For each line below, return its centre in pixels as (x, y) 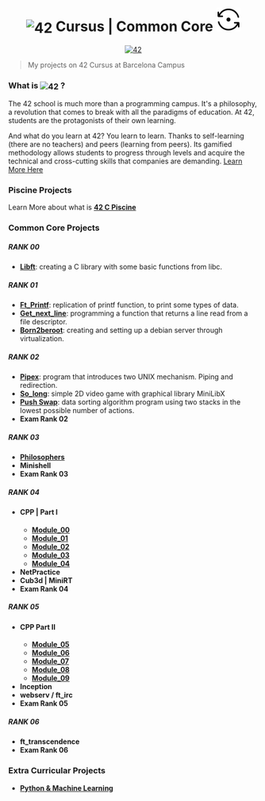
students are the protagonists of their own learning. (92, 121)
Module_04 (50, 563)
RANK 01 (23, 285)
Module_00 (50, 530)
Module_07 (50, 661)
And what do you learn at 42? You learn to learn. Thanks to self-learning (126, 136)
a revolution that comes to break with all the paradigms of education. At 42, (132, 112)
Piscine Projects (40, 190)
